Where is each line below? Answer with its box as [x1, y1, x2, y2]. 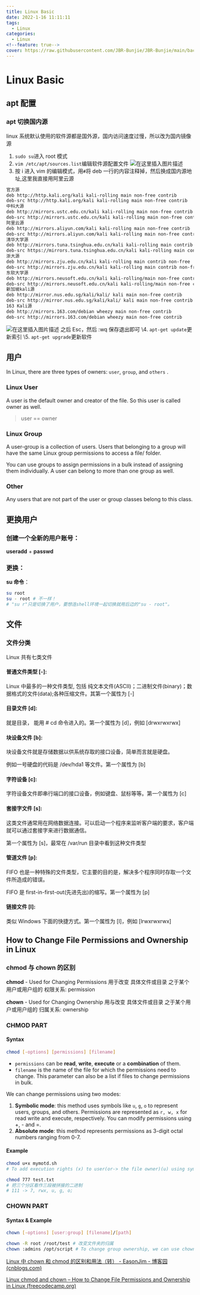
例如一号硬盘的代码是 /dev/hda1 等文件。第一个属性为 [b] [6, 761, 146, 768]
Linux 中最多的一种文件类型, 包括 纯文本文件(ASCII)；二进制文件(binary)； [6, 682, 187, 690]
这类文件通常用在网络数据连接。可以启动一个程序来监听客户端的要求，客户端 [6, 819, 194, 826]
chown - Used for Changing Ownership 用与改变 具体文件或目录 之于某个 [6, 998, 186, 1005]
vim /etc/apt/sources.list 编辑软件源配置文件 [14, 160, 129, 167]
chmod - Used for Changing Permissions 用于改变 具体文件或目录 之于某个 [6, 978, 189, 985]
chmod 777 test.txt [6, 1176, 55, 1183]
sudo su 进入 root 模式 [14, 153, 68, 160]
